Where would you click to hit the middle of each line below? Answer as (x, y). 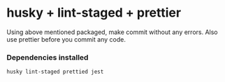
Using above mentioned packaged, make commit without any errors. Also (112, 32)
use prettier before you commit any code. (66, 39)
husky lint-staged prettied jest (55, 72)
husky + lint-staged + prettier (94, 13)
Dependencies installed (48, 57)
